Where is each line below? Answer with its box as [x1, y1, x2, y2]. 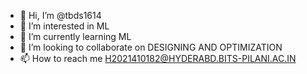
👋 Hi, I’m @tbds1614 [19, 10, 102, 21]
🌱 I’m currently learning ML [19, 31, 132, 42]
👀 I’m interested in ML [19, 20, 110, 32]
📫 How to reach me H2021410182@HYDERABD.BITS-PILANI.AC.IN [19, 53, 297, 64]
